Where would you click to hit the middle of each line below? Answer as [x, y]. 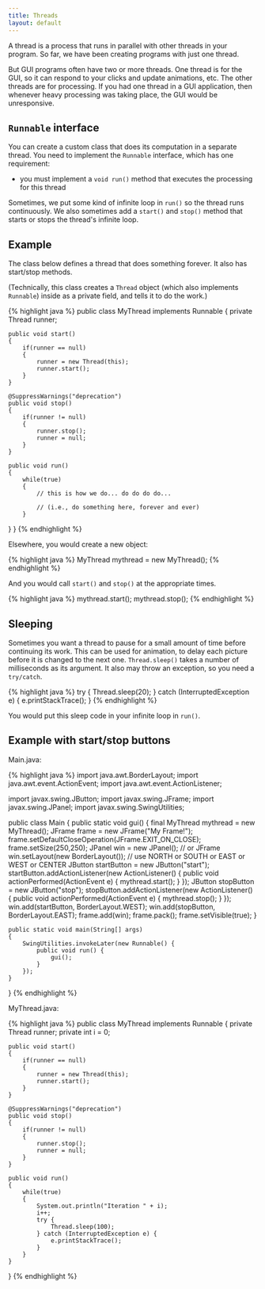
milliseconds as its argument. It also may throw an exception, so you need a [131, 668]
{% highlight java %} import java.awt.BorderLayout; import [104, 775]
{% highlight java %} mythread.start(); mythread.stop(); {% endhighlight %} [131, 599]
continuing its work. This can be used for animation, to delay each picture [128, 651]
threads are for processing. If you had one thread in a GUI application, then [131, 86]
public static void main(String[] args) [76, 929]
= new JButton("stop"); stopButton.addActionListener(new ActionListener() [131, 890]
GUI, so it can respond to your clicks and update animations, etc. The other [131, 78]
